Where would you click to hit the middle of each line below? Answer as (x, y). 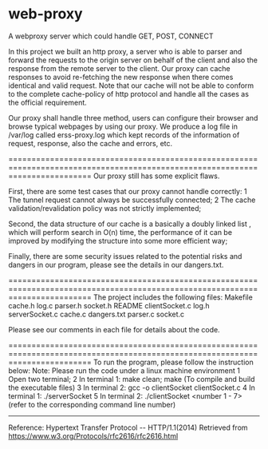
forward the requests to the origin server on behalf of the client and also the (133, 60)
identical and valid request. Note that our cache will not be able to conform (131, 85)
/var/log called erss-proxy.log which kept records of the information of (124, 135)
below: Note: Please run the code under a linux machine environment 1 (124, 370)
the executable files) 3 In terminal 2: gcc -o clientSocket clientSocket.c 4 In (132, 387)
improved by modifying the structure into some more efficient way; (118, 240)
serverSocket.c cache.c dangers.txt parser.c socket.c (97, 314)
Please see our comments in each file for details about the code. (114, 329)
